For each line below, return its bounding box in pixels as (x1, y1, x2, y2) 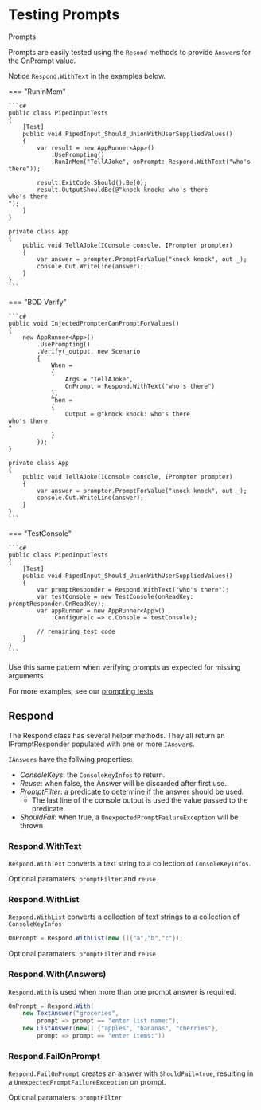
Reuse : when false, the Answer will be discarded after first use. (19, 778, 227, 788)
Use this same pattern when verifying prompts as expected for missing (8, 662, 241, 672)
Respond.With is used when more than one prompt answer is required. (8, 987, 236, 996)
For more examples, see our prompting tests (8, 686, 154, 696)
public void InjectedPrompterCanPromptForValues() (8, 319, 180, 327)
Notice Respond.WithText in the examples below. (8, 71, 166, 80)
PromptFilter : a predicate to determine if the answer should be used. (19, 787, 244, 796)
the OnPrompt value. (8, 56, 76, 65)
